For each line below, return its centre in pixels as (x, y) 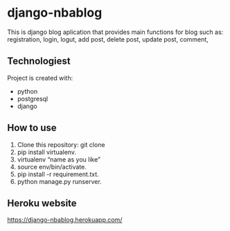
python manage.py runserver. (59, 181)
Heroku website (42, 203)
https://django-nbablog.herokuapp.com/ (65, 220)
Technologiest (39, 61)
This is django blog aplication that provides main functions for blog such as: (115, 32)
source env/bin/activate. (52, 166)
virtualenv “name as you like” (59, 159)
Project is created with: (40, 78)
